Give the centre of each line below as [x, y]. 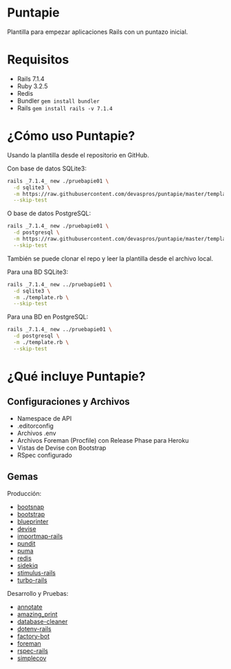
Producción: [24, 493]
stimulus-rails [36, 572]
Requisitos [38, 60]
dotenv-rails [34, 628]
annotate [30, 607]
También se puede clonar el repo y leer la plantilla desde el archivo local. [110, 258]
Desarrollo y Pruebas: [38, 593]
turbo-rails [32, 580]
